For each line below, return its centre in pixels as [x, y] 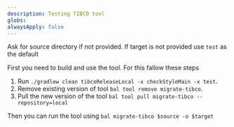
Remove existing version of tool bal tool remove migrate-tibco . [110, 89]
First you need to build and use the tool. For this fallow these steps [103, 68]
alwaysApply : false [36, 27]
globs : [17, 20]
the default [23, 54]
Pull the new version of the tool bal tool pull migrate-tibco [105, 96]
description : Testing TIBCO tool [56, 14]
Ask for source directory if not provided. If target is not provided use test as [117, 47]
